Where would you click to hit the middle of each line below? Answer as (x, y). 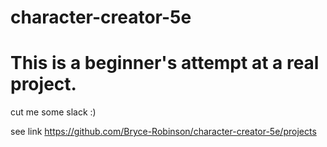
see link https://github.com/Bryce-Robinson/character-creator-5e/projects (163, 132)
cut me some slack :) (53, 112)
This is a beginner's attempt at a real (165, 63)
